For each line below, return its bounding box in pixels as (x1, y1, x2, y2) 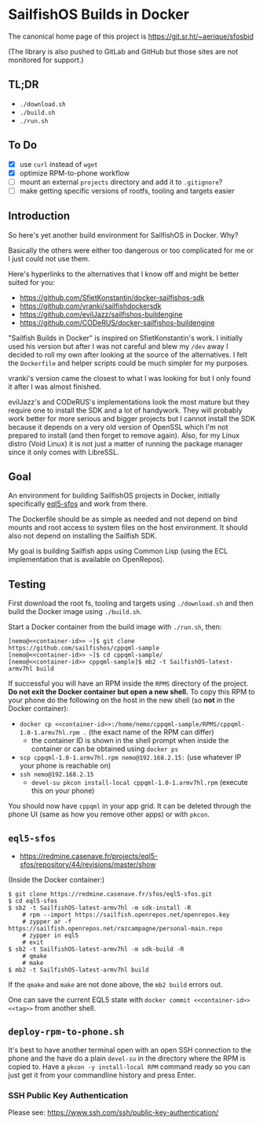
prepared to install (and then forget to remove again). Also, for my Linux (8, 431, 240, 440)
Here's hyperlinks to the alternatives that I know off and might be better (8, 269, 239, 279)
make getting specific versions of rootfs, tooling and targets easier (19, 186, 235, 195)
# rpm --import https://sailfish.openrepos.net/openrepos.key (22, 911, 230, 919)
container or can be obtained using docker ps (31, 744, 179, 753)
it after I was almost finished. (8, 382, 102, 391)
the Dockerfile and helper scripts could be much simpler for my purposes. (8, 358, 250, 368)
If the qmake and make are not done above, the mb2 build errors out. (8, 980, 223, 990)
